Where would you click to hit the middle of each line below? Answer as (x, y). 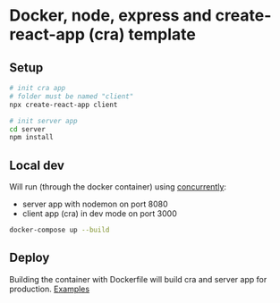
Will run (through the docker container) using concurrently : (118, 187)
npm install (31, 138)
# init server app (43, 121)
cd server (28, 129)
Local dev (37, 165)
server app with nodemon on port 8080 (95, 204)
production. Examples (50, 289)
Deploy (30, 258)
